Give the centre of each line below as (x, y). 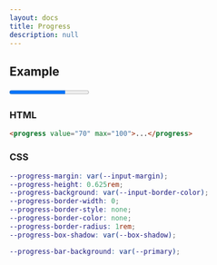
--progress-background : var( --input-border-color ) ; (109, 193)
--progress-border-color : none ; (70, 219)
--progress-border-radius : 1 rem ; (73, 226)
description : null (44, 34)
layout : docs (34, 18)
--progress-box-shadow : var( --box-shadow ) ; (93, 235)
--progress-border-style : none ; (70, 210)
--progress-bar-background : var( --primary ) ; (95, 251)
